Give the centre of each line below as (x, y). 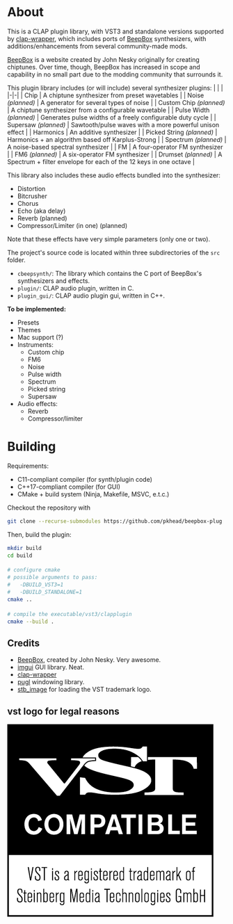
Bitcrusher (32, 196)
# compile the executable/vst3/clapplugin (70, 614)
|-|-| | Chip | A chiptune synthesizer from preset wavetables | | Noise (106, 95)
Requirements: (28, 466)
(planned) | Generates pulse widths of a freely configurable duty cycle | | (112, 117)
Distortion (31, 188)
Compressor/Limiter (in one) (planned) (72, 225)
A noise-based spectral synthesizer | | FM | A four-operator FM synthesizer (115, 147)
